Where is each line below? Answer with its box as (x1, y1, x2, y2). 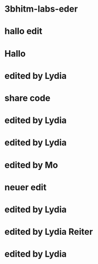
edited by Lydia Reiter (4, 226, 93, 237)
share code (4, 93, 51, 103)
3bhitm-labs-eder (4, 3, 78, 15)
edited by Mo (4, 159, 58, 170)
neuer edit (4, 182, 47, 193)
